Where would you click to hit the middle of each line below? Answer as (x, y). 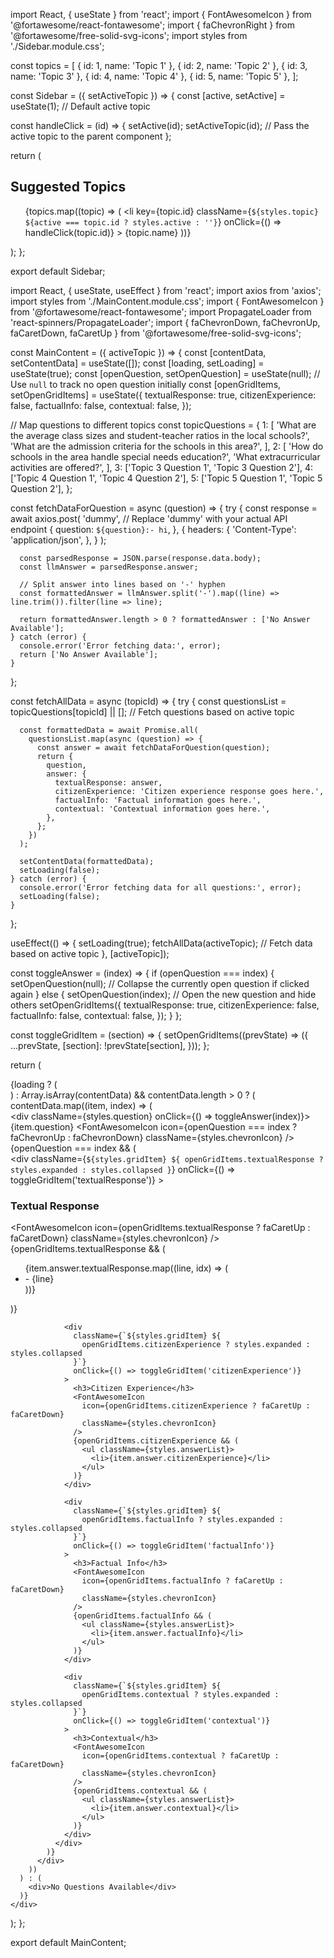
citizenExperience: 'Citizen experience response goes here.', (189, 791)
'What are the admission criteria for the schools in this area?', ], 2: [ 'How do (167, 446)
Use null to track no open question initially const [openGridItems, (146, 384)
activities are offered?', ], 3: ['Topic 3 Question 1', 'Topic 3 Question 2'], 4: (162, 467)
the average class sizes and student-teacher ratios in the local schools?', (160, 435)
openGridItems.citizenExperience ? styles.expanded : (196, 1345)
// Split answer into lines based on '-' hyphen (122, 584)
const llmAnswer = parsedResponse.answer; (109, 567)
